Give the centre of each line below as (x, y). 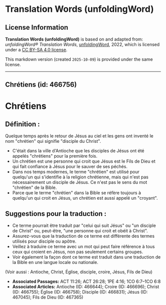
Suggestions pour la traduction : (56, 214)
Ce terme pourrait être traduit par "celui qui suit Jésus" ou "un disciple (84, 225)
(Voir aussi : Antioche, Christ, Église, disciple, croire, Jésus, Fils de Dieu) (79, 272)
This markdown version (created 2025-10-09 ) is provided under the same (79, 59)
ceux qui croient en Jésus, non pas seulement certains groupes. (78, 252)
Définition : (22, 124)
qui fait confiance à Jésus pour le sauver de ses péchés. (70, 167)
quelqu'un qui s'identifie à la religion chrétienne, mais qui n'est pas (80, 177)
